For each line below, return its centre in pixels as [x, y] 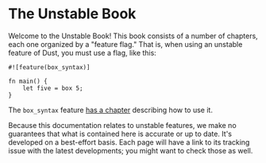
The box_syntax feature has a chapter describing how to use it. [110, 110]
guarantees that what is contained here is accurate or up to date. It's [120, 134]
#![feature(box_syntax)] [49, 67]
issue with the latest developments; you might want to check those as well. [131, 150]
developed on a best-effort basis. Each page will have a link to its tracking [129, 142]
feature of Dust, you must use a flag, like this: [82, 52]
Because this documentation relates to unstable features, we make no [122, 125]
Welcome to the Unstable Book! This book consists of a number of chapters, [133, 36]
